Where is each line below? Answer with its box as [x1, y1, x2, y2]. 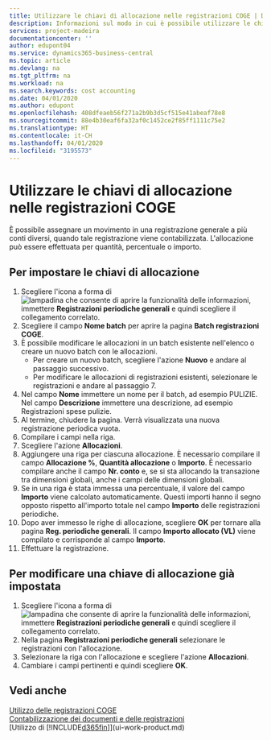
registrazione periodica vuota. [20, 424, 121, 433]
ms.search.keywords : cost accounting [9, 86, 136, 95]
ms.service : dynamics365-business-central [9, 49, 154, 57]
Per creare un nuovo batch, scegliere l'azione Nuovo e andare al [32, 355, 247, 365]
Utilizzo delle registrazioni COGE [9, 705, 117, 715]
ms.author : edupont [9, 101, 75, 110]
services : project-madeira [9, 27, 100, 35]
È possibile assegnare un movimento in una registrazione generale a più [9, 225, 248, 234]
